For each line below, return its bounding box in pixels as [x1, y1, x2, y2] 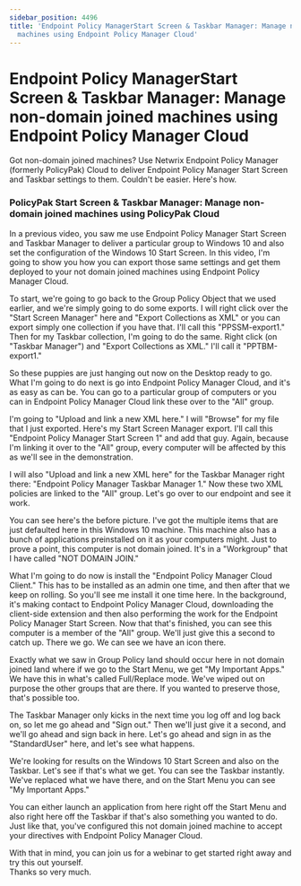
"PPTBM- [243, 340, 278, 351]
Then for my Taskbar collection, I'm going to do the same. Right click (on [9, 331, 278, 341]
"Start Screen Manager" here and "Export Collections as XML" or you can [9, 312, 280, 323]
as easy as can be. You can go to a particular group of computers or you [9, 386, 278, 397]
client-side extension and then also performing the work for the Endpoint [9, 608, 279, 619]
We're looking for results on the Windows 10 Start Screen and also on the [9, 755, 279, 766]
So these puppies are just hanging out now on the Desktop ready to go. [9, 367, 273, 378]
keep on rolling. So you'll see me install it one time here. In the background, [9, 589, 287, 600]
